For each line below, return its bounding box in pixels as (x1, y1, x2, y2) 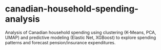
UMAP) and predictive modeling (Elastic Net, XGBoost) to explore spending (5, 35, 156, 40)
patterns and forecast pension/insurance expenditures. (5, 39, 116, 45)
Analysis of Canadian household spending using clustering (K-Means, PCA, (5, 29, 156, 35)
